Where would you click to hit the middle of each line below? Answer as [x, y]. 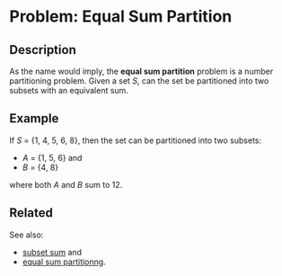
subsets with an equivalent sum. [69, 90]
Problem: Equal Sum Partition [121, 17]
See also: [26, 235]
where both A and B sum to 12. [66, 184]
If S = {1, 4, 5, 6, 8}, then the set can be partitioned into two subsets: [136, 140]
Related [31, 213]
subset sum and [52, 252]
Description [43, 50]
